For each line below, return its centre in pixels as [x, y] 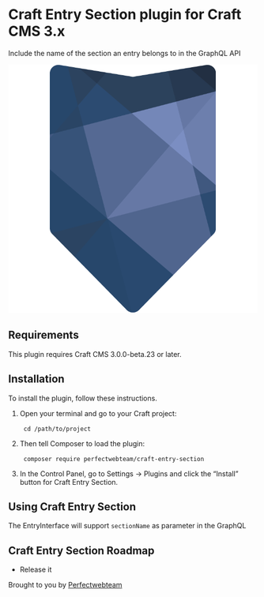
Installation [36, 379]
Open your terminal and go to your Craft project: [98, 413]
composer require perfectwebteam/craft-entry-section [114, 459]
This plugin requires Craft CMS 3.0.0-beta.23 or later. [95, 354]
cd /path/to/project [57, 429]
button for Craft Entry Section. [69, 482]
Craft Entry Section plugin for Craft [125, 15]
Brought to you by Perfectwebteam [65, 585]
